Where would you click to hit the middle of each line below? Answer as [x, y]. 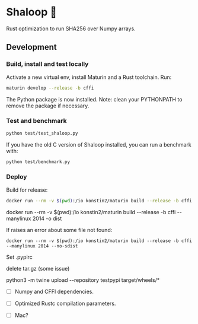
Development [32, 47]
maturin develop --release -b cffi [50, 88]
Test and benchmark [36, 121]
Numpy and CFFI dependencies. [54, 291]
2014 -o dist [47, 218]
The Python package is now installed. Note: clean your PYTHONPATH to [94, 99]
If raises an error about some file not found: [59, 230]
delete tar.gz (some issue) [38, 268]
